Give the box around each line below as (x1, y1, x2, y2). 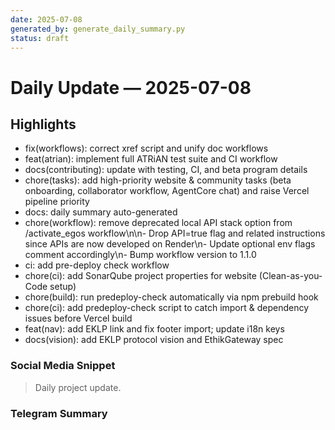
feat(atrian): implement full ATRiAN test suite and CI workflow (24, 153, 278, 165)
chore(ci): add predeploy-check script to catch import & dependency (24, 302, 310, 314)
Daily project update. (34, 381, 122, 393)
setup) (49, 281, 77, 293)
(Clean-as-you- (258, 270, 323, 282)
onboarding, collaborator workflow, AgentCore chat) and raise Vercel (24, 185, 310, 197)
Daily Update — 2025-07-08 (10, 76, 252, 99)
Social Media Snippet (10, 359, 116, 373)
